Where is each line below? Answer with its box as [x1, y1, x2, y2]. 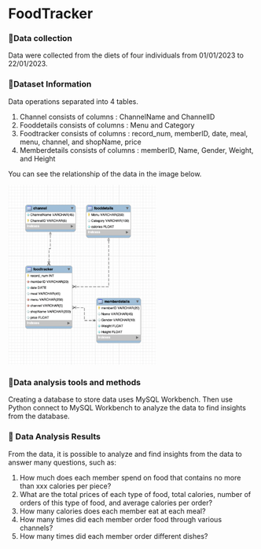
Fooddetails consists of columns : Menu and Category [19, 120, 195, 130]
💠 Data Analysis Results [8, 431, 101, 442]
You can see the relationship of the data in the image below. [8, 169, 202, 178]
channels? [19, 523, 53, 532]
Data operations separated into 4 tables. [8, 96, 139, 106]
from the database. [8, 411, 70, 421]
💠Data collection [8, 33, 73, 44]
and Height [19, 154, 56, 163]
